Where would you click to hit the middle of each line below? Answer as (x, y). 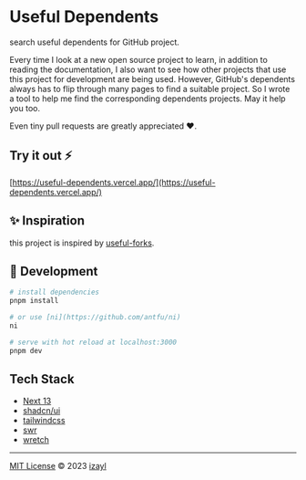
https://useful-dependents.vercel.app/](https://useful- (114, 182)
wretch (36, 440)
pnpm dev (26, 350)
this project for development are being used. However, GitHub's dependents (153, 78)
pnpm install (34, 301)
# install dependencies (55, 292)
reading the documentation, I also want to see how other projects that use (148, 69)
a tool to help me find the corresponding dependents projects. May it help (148, 99)
